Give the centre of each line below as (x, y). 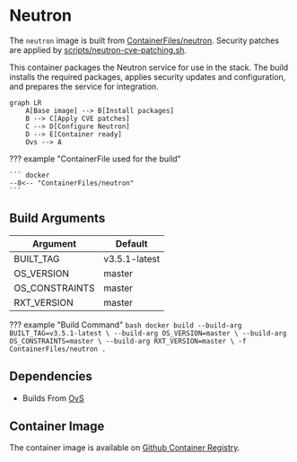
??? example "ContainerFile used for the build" (95, 159)
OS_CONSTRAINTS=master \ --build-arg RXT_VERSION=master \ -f (128, 341)
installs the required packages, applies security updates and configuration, (148, 76)
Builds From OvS (53, 398)
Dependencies (51, 376)
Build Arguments (57, 218)
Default (131, 243)
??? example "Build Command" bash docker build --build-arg (126, 325)
